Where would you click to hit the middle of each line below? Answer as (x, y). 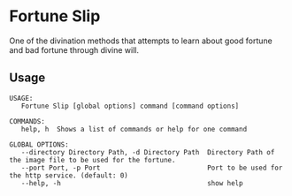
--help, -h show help (132, 183)
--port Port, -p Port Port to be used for (152, 168)
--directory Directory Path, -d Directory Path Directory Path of (148, 152)
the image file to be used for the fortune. (92, 160)
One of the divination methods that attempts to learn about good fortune (141, 41)
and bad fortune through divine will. (74, 49)
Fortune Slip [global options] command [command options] (130, 106)
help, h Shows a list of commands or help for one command (134, 129)
